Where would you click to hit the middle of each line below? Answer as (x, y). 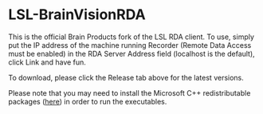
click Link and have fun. (47, 62)
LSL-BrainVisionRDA (77, 15)
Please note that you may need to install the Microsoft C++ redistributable (130, 92)
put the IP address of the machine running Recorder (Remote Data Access (130, 45)
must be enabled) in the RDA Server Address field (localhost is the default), (131, 53)
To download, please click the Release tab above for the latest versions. (126, 77)
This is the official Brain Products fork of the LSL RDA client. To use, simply (131, 37)
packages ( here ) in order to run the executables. (88, 101)
